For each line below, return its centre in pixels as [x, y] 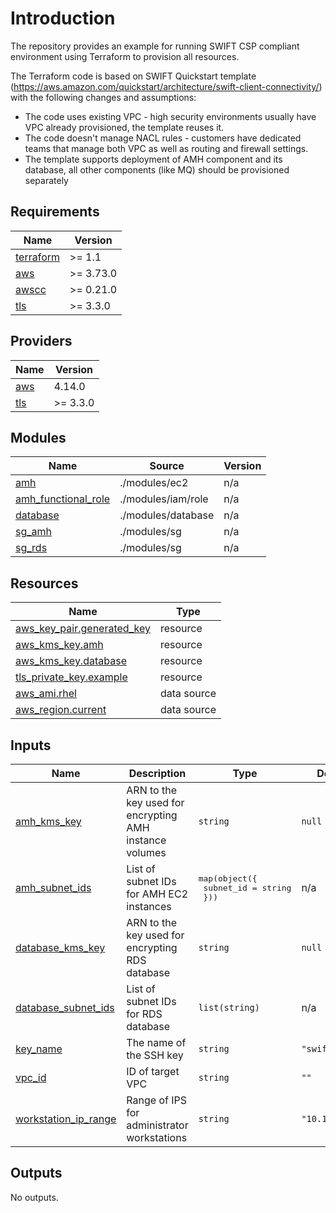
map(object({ [228, 878]
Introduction [63, 18]
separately [46, 180]
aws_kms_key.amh [59, 645]
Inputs [31, 745]
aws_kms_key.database [71, 661]
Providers [41, 341]
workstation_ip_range [66, 1119]
